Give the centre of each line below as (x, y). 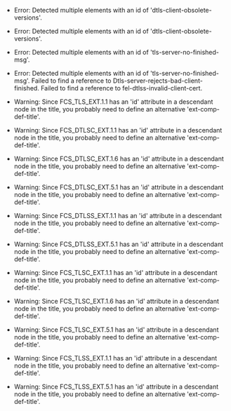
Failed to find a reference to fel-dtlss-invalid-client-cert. (121, 88)
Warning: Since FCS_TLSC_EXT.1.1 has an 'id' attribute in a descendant (115, 272)
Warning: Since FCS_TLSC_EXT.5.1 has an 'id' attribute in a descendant (116, 330)
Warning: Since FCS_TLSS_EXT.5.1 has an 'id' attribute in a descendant (116, 386)
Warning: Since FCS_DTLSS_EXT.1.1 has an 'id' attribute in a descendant (118, 216)
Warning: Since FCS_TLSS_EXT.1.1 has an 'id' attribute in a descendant (115, 358)
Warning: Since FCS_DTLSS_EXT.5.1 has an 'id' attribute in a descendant (118, 244)
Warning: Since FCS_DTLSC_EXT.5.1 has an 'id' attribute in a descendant (119, 187)
